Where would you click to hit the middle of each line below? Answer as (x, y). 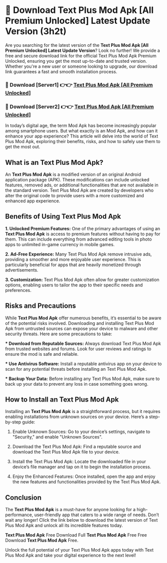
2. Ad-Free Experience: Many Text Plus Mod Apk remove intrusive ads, (79, 254)
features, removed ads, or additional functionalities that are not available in (82, 185)
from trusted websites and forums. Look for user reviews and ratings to (78, 349)
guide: (29, 422)
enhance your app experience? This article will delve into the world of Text (82, 136)
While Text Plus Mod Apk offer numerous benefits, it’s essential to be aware (83, 318)
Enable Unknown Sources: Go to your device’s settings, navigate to (81, 432)
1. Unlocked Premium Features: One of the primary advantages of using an (83, 228)
